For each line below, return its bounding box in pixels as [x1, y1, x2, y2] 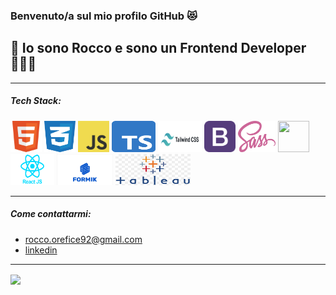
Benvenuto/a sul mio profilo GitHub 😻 [10, 9, 198, 23]
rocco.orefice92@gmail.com [24, 233, 143, 245]
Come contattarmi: [10, 208, 92, 220]
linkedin [24, 244, 58, 256]
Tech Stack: [10, 95, 62, 107]
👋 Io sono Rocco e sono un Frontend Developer [10, 40, 307, 57]
